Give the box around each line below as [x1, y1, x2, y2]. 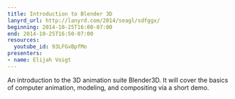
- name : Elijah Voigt [7, 57, 72, 64]
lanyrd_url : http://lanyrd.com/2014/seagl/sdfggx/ [7, 17, 160, 24]
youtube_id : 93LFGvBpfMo [13, 43, 87, 50]
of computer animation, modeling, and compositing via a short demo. [7, 83, 209, 92]
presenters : [7, 50, 43, 57]
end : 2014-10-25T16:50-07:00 [7, 30, 94, 37]
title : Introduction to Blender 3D [7, 10, 113, 18]
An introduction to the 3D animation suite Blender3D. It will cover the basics [7, 76, 229, 84]
